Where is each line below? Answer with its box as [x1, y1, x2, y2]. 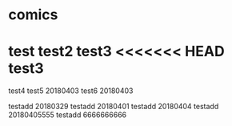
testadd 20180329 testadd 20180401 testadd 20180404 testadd [8, 102, 219, 112]
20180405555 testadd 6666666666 [8, 110, 126, 120]
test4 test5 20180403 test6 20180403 [8, 86, 134, 96]
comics [8, 6, 58, 24]
